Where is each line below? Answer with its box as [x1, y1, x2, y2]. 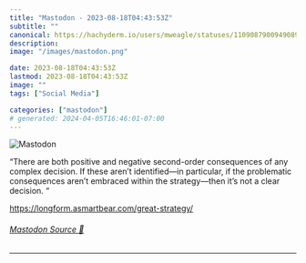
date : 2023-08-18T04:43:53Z [9, 64, 117, 73]
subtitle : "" [9, 22, 59, 31]
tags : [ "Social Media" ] [9, 88, 100, 98]
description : [9, 38, 59, 48]
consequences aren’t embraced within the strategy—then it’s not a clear [9, 176, 280, 187]
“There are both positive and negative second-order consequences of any [9, 157, 289, 167]
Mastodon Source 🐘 [9, 224, 85, 235]
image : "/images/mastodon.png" [9, 47, 128, 56]
